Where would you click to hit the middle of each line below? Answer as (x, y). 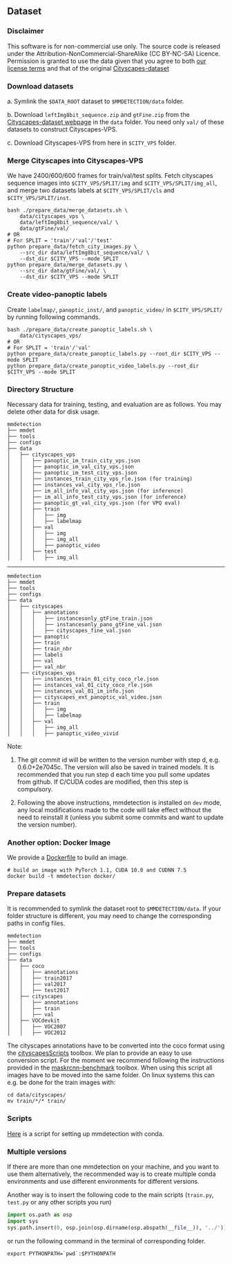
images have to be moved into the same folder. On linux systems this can (111, 1075)
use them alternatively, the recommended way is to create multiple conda (112, 1174)
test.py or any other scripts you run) (59, 1202)
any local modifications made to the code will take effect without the (114, 809)
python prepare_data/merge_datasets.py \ (68, 265)
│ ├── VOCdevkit (33, 1021)
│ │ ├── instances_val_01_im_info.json (71, 691)
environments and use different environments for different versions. (104, 1182)
